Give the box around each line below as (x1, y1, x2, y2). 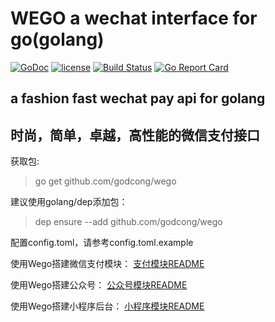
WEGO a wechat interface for (10, 7, 258, 30)
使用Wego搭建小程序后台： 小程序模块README (10, 300, 205, 312)
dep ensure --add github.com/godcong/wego (34, 216, 223, 228)
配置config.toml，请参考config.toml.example (10, 237, 194, 249)
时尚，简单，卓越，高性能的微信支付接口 (10, 127, 260, 144)
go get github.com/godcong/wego (34, 175, 177, 187)
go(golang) (10, 28, 105, 51)
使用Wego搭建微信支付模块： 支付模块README (10, 258, 205, 270)
